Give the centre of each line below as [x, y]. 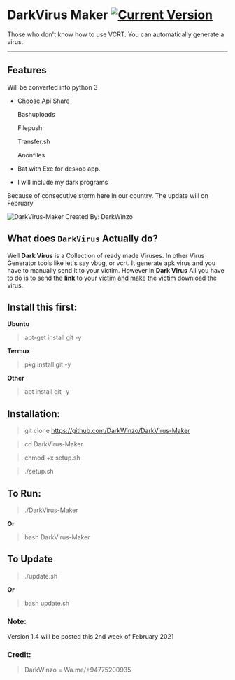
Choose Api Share [43, 101]
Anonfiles [31, 155]
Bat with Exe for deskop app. [59, 169]
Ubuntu [19, 324]
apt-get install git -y [53, 338]
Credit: [19, 655]
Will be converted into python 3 [52, 87]
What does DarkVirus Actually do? [83, 239]
